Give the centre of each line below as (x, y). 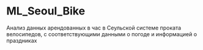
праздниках (22, 40)
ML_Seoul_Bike (46, 11)
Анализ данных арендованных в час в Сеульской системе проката (94, 28)
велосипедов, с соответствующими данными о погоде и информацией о (102, 34)
